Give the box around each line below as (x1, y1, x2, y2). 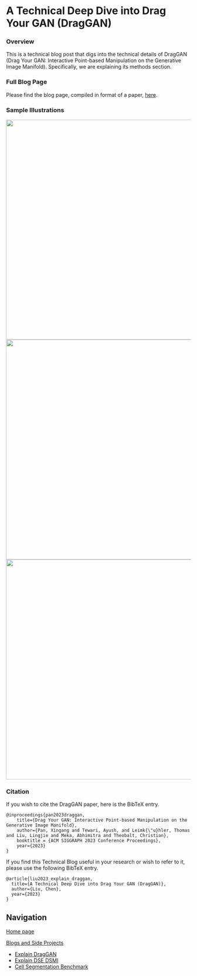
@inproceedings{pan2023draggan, (6, 812, 85, 818)
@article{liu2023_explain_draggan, (6, 876, 93, 882)
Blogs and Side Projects (6, 940, 64, 947)
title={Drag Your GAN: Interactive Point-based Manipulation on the (16, 817, 188, 823)
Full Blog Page (6, 78, 47, 86)
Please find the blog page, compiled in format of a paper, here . (6, 91, 158, 98)
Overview (6, 38, 35, 46)
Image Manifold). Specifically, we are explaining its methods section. (6, 63, 172, 70)
